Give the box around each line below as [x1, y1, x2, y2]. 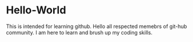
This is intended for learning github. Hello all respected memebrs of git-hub [6, 23, 188, 30]
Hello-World [6, 3, 66, 17]
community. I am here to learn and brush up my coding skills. [6, 29, 153, 36]
